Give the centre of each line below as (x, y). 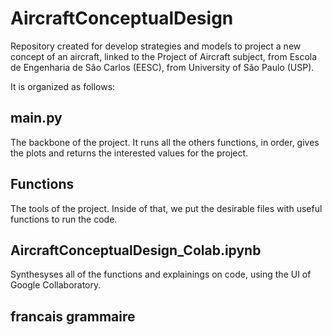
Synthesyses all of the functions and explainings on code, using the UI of (161, 274)
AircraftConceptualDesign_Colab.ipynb (136, 250)
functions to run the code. (64, 219)
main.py (36, 118)
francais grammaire (73, 316)
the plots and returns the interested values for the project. (129, 153)
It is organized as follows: (63, 86)
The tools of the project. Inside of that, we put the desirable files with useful (166, 208)
